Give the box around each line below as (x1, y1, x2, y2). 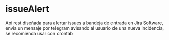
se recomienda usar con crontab (5, 30, 73, 36)
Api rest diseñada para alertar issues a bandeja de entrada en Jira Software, (5, 20, 163, 26)
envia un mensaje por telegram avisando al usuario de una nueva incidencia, (5, 25, 164, 31)
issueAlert (5, 3, 49, 15)
